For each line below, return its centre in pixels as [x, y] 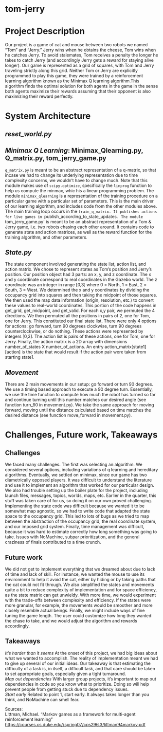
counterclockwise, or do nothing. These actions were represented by [74, 331]
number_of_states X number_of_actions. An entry [54, 347]
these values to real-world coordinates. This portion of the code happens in [81, 306]
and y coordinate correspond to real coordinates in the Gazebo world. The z [81, 280]
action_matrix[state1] [125, 347]
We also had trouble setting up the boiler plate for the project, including [76, 491]
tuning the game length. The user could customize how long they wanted [78, 615]
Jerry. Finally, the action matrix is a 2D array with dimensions [66, 342]
